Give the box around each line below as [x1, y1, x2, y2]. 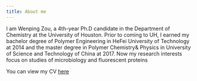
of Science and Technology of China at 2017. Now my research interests [6, 50, 182, 57]
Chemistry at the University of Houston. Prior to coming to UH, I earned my [6, 31, 190, 38]
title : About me [6, 8, 46, 15]
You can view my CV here [6, 67, 69, 74]
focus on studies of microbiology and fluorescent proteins [6, 56, 148, 63]
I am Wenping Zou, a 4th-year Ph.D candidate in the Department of [6, 25, 170, 32]
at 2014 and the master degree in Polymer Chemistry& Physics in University [6, 44, 191, 51]
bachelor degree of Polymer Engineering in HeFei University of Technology [6, 37, 190, 44]
